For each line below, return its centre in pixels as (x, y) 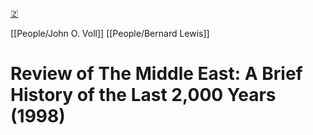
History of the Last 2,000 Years (143, 95)
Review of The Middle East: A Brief (156, 74)
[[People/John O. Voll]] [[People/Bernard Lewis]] (110, 33)
